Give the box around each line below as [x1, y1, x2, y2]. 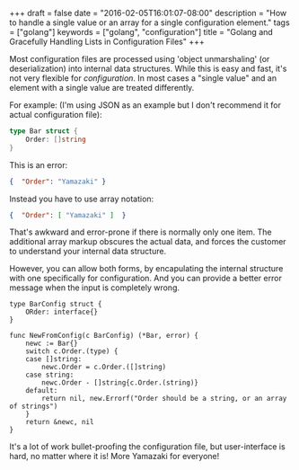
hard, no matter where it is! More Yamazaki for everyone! [9, 451, 220, 462]
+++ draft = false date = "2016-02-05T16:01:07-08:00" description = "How [9, 8, 287, 18]
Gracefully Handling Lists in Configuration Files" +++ [9, 36, 205, 47]
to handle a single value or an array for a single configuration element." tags [9, 17, 290, 28]
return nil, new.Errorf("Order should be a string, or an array [41, 395, 287, 403]
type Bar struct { [9, 127, 78, 136]
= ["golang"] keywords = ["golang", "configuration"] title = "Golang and [9, 27, 274, 37]
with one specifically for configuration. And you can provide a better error [9, 273, 283, 284]
